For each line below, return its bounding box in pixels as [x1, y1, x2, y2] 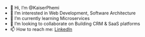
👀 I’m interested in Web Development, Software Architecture [10, 10, 136, 16]
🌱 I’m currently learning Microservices [10, 15, 90, 21]
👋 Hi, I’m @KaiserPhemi [10, 5, 60, 10]
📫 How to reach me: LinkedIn [10, 26, 72, 32]
